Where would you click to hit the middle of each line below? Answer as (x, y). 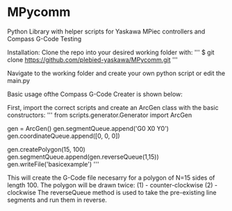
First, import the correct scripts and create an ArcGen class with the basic (113, 107)
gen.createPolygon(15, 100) (46, 149)
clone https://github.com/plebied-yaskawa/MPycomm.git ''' (93, 59)
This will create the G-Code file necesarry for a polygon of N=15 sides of (111, 178)
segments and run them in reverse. (57, 200)
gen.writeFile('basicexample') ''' (53, 164)
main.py (18, 80)
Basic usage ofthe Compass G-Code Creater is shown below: (95, 94)
